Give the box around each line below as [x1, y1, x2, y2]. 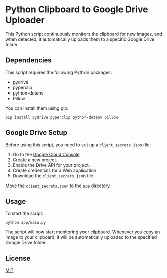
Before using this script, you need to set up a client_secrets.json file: [5, 142, 151, 148]
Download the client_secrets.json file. [12, 172, 95, 179]
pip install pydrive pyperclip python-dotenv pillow [5, 115, 118, 120]
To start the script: [5, 210, 44, 217]
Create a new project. [12, 157, 58, 163]
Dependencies [5, 56, 52, 65]
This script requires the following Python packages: [5, 69, 112, 75]
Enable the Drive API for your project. [12, 162, 90, 168]
